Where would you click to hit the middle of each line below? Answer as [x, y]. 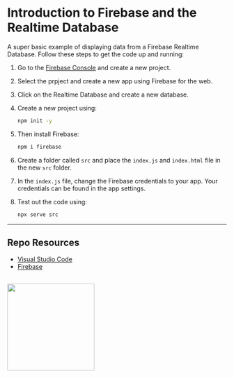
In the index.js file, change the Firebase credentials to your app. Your [117, 181]
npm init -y [34, 121]
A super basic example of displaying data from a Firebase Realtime [103, 47]
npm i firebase [39, 147]
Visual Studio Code [45, 259]
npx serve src [38, 214]
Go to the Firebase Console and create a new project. [94, 67]
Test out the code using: [52, 202]
